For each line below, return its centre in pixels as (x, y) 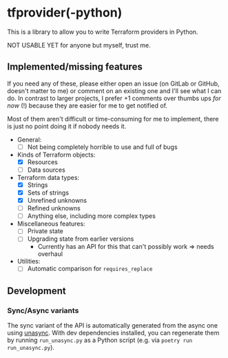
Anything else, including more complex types (92, 216)
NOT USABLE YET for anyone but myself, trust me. (79, 45)
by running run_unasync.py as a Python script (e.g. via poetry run (100, 340)
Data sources (46, 170)
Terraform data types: (48, 177)
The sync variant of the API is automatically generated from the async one (113, 326)
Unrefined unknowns (57, 201)
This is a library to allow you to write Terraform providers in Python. (103, 32)
